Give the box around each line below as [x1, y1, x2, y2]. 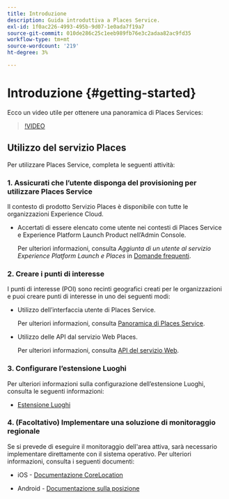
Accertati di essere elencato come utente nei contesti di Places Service [17, 223, 222, 231]
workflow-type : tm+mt [7, 36, 70, 43]
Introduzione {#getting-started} [7, 85, 196, 101]
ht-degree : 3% [7, 49, 49, 56]
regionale [7, 427, 40, 436]
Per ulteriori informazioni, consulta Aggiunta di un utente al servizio [17, 244, 211, 252]
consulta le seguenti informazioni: [7, 387, 104, 395]
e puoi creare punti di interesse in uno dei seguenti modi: [7, 292, 171, 300]
